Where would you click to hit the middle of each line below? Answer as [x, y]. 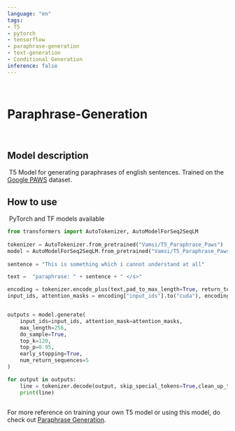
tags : [15, 20]
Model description [48, 155]
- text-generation [34, 53]
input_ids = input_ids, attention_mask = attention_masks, [101, 321]
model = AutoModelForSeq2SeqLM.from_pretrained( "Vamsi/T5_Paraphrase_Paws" [120, 251]
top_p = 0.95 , [37, 348]
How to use [32, 201]
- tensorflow [26, 40]
